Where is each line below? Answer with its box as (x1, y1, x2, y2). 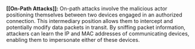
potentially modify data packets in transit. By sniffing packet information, (6, 24, 186, 31)
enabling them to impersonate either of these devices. (6, 37, 140, 43)
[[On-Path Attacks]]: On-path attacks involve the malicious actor (6, 5, 168, 12)
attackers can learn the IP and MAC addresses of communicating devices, (6, 30, 190, 37)
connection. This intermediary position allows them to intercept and (6, 18, 173, 24)
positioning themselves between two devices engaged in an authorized (6, 11, 182, 18)
